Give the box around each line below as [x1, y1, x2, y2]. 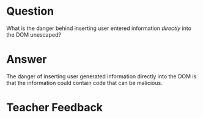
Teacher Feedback [6, 101, 103, 114]
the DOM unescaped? [6, 31, 61, 38]
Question [6, 4, 54, 18]
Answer [6, 53, 47, 67]
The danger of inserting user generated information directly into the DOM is [6, 72, 197, 80]
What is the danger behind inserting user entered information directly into [6, 24, 191, 32]
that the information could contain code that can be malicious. [6, 79, 163, 86]
